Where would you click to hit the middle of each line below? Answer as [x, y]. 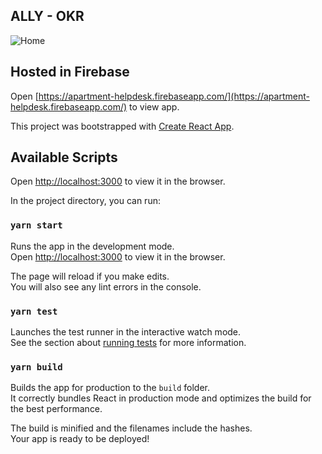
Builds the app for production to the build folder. [110, 388]
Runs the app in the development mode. [92, 246]
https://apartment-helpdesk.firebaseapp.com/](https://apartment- [174, 96]
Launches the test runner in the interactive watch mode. [126, 332]
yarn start [36, 225]
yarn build [36, 367]
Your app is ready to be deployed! [80, 439]
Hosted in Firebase [70, 72]
